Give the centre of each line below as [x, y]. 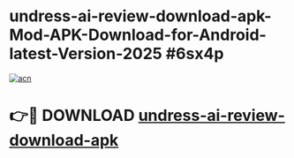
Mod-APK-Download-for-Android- [138, 35]
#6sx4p [195, 54]
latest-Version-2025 [86, 54]
